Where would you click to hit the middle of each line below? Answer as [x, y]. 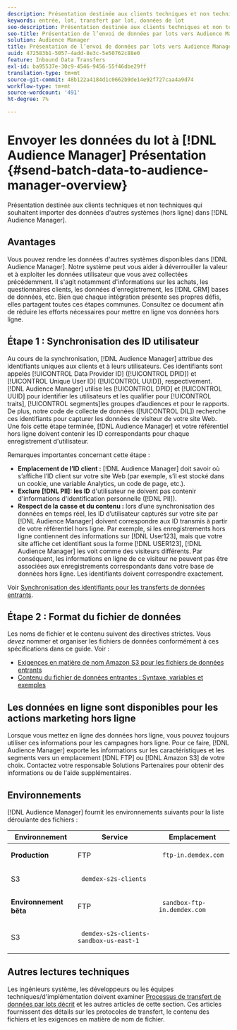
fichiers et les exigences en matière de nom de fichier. [86, 1019]
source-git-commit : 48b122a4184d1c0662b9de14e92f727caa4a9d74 [101, 79]
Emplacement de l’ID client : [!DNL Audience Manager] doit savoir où [119, 468]
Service [115, 837]
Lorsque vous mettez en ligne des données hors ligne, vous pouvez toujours [118, 735]
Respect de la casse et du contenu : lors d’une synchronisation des [116, 506]
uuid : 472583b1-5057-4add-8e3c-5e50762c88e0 [74, 54]
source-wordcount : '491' [44, 93]
